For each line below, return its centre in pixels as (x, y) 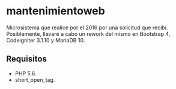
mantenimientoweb (56, 11)
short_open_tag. (35, 79)
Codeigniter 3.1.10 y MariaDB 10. (46, 40)
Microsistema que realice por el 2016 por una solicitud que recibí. (87, 27)
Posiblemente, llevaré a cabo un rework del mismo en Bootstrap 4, (88, 33)
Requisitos (26, 59)
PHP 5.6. (26, 73)
